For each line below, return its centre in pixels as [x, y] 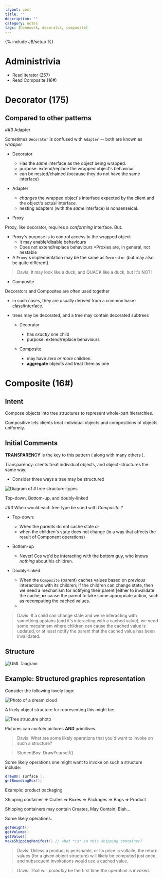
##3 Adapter [18, 130]
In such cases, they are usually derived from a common [68, 301]
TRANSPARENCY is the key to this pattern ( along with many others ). [75, 455]
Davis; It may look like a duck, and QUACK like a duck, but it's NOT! [84, 272]
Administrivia [33, 61]
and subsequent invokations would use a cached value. [72, 861]
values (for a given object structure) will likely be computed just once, [87, 855]
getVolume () [17, 832]
